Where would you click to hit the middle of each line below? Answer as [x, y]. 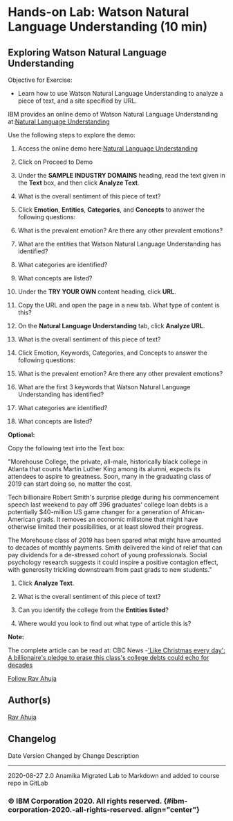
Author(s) [29, 701]
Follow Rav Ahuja [32, 678]
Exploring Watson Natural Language [87, 52]
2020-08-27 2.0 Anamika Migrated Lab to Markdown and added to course [114, 775]
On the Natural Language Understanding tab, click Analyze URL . [111, 326]
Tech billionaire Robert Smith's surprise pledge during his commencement [114, 497]
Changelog [32, 739]
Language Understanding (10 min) [108, 27]
